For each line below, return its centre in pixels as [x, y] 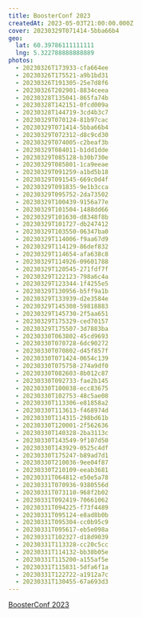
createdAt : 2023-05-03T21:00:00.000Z [71, 23]
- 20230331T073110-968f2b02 [62, 492]
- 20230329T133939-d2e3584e [62, 299]
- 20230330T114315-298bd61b [62, 418]
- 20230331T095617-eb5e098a [62, 530]
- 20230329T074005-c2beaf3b [62, 142]
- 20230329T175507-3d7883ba [62, 329]
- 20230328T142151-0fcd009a [62, 105]
